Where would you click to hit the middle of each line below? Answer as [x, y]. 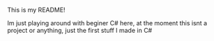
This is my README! [36, 10]
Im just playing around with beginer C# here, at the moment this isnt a [107, 23]
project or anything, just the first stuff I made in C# [80, 30]
